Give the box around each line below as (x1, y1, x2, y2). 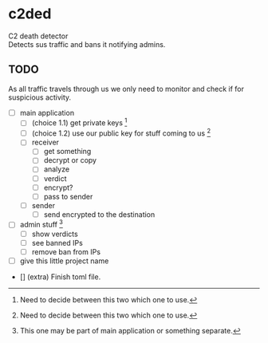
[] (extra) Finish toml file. (19, 272, 101, 282)
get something (43, 147, 92, 156)
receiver (31, 137, 60, 148)
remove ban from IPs (31, 246, 101, 256)
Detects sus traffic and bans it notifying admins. (8, 39, 166, 49)
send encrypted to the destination (43, 209, 156, 219)
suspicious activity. (8, 93, 72, 102)
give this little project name (19, 256, 109, 266)
